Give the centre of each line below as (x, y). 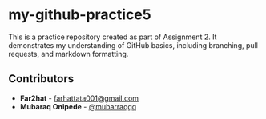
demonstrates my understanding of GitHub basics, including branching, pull (133, 45)
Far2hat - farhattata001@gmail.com (79, 98)
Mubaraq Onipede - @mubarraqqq (78, 106)
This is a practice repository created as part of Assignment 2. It (113, 37)
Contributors (41, 79)
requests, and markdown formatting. (69, 54)
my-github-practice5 (80, 15)
